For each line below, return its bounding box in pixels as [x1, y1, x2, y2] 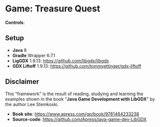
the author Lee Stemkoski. [5, 101, 59, 107]
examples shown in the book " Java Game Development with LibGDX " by [5, 96, 155, 102]
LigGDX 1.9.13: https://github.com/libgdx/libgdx [12, 58, 109, 64]
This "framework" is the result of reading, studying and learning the [5, 91, 144, 97]
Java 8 [12, 47, 27, 53]
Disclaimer [5, 78, 39, 86]
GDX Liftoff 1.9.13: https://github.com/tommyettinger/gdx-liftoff [12, 63, 142, 69]
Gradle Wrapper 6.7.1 [12, 52, 56, 58]
